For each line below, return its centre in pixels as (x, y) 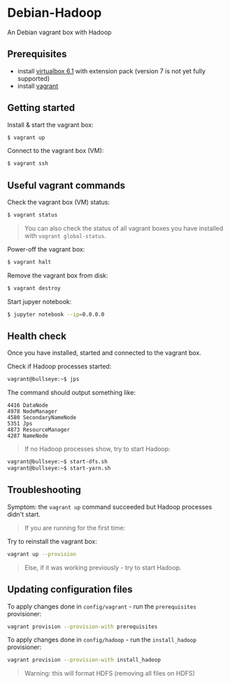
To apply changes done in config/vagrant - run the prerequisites (102, 606)
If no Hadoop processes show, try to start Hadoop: (97, 449)
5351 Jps (20, 424)
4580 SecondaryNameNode (42, 418)
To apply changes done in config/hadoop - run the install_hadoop (102, 640)
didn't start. (24, 514)
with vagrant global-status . (65, 236)
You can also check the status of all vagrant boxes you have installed (124, 228)
